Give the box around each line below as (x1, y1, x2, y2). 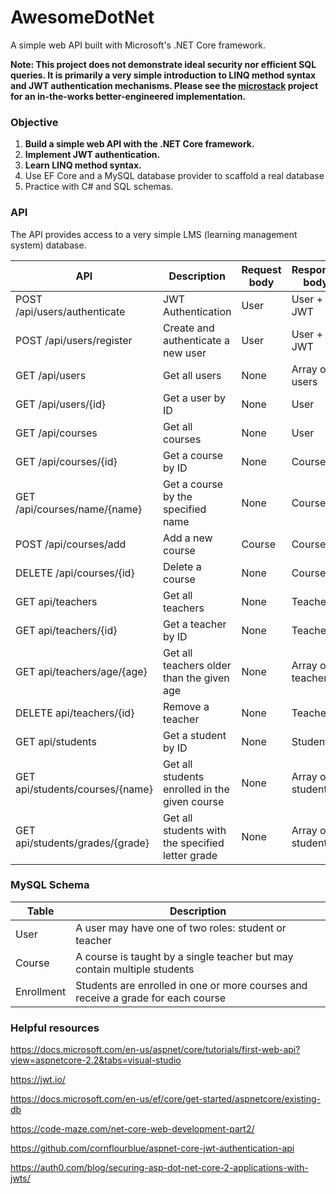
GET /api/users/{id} (15, 397, 107, 411)
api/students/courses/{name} (15, 782, 153, 796)
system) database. (10, 239, 87, 251)
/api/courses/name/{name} (15, 502, 143, 516)
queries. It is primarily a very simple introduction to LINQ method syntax (10, 69, 317, 81)
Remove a (162, 699, 210, 713)
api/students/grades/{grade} (15, 836, 150, 850)
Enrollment (15, 984, 67, 998)
